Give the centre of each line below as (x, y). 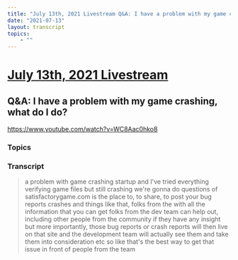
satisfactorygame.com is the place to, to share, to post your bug (118, 197)
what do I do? (38, 112)
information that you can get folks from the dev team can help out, (121, 212)
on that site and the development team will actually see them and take (126, 235)
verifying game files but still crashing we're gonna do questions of (121, 189)
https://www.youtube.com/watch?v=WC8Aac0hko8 (83, 129)
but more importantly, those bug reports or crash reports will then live (126, 227)
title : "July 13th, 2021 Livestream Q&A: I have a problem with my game (117, 14)
